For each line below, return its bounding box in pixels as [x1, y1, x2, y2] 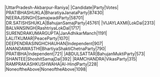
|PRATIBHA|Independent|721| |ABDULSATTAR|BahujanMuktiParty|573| [4, 51, 145, 57]
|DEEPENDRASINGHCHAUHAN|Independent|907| [4, 41, 103, 46]
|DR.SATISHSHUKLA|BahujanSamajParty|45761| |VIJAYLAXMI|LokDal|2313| [4, 20, 156, 26]
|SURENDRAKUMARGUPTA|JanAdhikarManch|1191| [4, 31, 107, 36]
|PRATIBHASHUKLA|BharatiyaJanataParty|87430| [4, 10, 104, 15]
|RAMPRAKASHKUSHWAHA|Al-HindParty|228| [4, 61, 98, 67]
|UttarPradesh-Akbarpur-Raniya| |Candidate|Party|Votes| [4, 5, 119, 10]
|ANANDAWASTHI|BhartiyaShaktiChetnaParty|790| [4, 46, 106, 51]
